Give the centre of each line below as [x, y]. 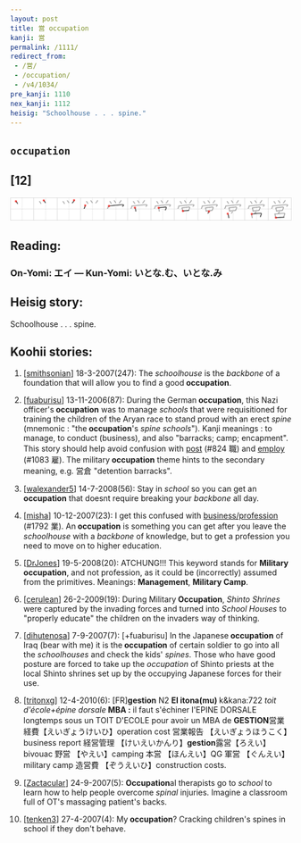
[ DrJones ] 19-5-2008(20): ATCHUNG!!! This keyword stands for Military [156, 563]
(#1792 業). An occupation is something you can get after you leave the [155, 526]
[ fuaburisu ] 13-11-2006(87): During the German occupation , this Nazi [150, 400]
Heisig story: [47, 302]
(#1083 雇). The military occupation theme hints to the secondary [144, 460]
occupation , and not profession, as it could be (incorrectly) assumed [150, 572]
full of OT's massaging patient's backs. [95, 802]
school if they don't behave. [75, 829]
